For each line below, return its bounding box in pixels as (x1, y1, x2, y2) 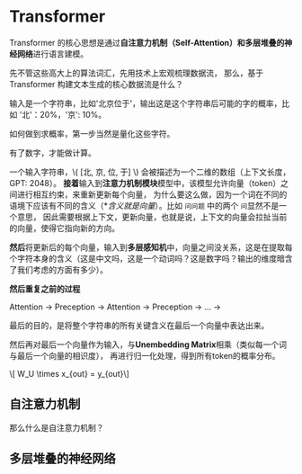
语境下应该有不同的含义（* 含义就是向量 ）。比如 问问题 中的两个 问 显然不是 (9, 200, 280, 210)
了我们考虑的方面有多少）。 (9, 264, 108, 275)
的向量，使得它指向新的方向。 (9, 222, 120, 233)
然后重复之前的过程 (9, 283, 81, 294)
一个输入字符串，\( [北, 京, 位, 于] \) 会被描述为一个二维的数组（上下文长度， (9, 166, 291, 177)
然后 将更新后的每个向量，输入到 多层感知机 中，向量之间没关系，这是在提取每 (9, 241, 293, 253)
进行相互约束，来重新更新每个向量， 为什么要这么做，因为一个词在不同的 (16, 189, 288, 200)
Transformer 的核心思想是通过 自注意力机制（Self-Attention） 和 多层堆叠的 (9, 37, 285, 48)
